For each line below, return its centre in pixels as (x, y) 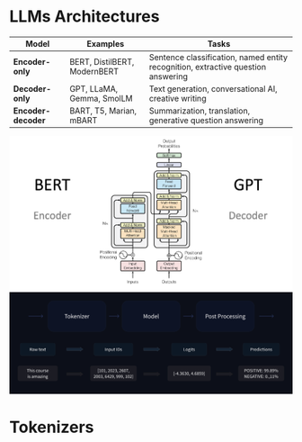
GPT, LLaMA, (94, 88)
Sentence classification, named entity (218, 57)
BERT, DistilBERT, (102, 62)
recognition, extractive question (208, 67)
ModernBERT (94, 72)
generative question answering (206, 121)
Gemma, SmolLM (101, 98)
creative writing (178, 98)
